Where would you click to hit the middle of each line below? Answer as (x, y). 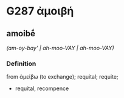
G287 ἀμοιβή (40, 11)
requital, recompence (42, 88)
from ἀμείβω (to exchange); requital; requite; (62, 77)
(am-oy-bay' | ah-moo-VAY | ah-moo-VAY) (60, 48)
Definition (21, 64)
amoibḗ (21, 34)
